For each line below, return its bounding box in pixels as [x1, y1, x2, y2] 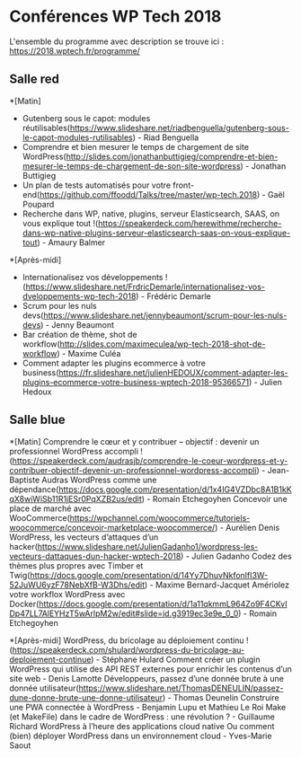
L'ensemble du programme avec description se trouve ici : [9, 36, 225, 47]
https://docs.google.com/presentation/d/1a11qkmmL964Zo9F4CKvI [39, 598, 288, 609]
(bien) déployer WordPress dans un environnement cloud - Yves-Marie [9, 730, 272, 741]
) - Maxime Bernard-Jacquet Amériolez [144, 579, 290, 590]
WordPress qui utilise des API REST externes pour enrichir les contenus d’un [9, 663, 292, 674]
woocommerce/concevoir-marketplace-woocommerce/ [9, 522, 216, 533]
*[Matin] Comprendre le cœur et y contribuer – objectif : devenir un [9, 436, 260, 446]
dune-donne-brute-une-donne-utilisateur [9, 692, 164, 702]
